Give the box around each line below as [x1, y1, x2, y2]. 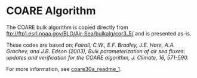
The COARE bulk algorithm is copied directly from [6, 24, 128, 31]
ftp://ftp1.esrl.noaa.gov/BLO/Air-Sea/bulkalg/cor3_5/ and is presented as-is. [6, 30, 192, 37]
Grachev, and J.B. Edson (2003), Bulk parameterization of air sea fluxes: [6, 47, 186, 54]
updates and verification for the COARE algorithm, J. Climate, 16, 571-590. [6, 54, 189, 61]
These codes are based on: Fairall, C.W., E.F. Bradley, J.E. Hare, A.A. [6, 41, 175, 48]
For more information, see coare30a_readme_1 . [6, 65, 122, 72]
